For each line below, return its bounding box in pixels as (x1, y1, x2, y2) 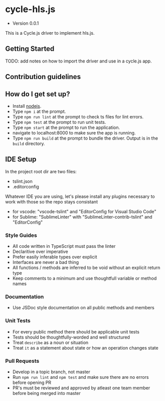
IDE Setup (5, 155, 37, 164)
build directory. (12, 140, 45, 147)
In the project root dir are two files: (5, 168, 77, 174)
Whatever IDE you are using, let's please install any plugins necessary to (5, 193, 155, 199)
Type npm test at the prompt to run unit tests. (12, 119, 106, 125)
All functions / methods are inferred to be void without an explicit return (12, 264, 160, 271)
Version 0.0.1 (12, 20, 39, 26)
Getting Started (5, 44, 55, 53)
